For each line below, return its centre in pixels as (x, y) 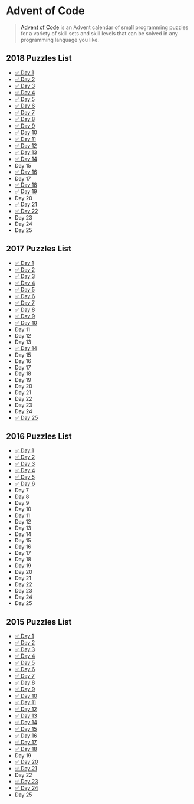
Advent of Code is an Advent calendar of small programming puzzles (104, 27)
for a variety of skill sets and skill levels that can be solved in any (99, 33)
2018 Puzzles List (39, 58)
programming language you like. (60, 40)
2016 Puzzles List (39, 436)
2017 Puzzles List (39, 249)
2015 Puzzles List (39, 622)
